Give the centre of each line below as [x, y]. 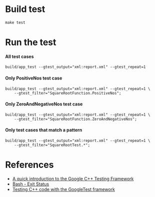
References [29, 165]
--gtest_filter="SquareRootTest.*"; [52, 145]
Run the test [31, 42]
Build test [25, 9]
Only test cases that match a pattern [44, 130]
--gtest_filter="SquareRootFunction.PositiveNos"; [68, 93]
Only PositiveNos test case [34, 78]
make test [15, 22]
